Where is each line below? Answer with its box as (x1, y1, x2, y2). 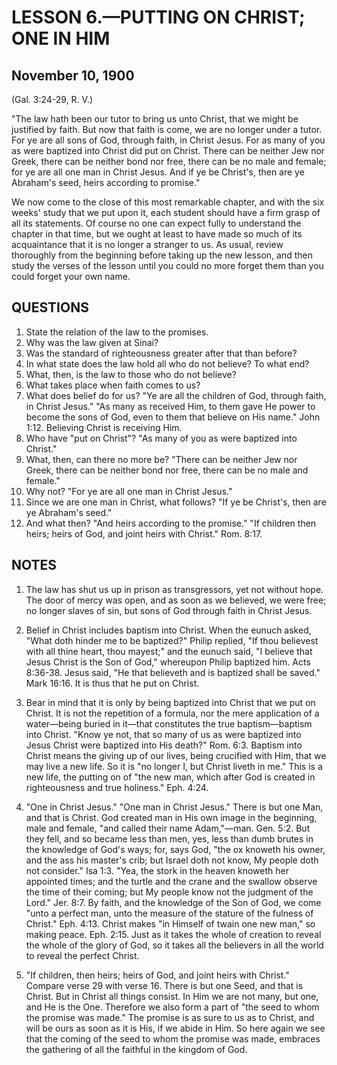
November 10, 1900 (11, 67, 135, 84)
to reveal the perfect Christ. (25, 949, 140, 961)
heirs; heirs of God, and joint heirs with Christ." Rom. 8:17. (25, 527, 263, 540)
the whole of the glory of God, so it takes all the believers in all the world (25, 939, 324, 951)
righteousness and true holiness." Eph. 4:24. (25, 781, 209, 793)
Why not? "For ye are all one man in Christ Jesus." (25, 485, 233, 497)
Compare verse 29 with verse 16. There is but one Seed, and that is (25, 979, 304, 991)
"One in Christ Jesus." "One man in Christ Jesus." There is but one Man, (25, 801, 324, 813)
